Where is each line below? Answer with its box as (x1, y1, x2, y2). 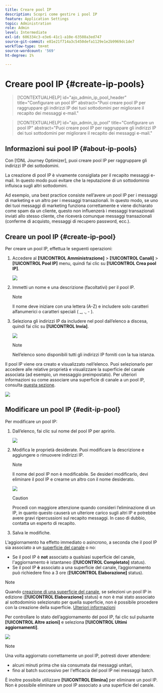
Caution (12, 495, 28, 501)
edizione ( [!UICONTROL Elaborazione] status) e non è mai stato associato (5, 594, 155, 600)
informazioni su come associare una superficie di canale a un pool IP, (5, 376, 145, 382)
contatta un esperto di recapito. (12, 520, 76, 526)
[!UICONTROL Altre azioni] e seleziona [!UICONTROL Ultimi (5, 619, 127, 625)
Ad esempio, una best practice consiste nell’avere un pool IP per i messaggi (5, 192, 158, 198)
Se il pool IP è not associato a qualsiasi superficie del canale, (12, 554, 136, 560)
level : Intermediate (5, 30, 47, 35)
